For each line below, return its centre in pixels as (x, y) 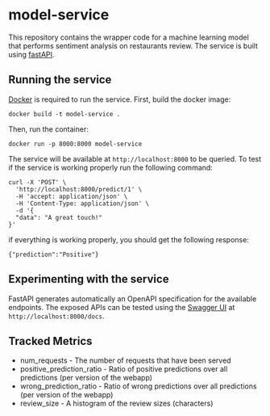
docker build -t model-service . (64, 114)
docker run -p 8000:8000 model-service (75, 144)
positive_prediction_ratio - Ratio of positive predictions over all (124, 369)
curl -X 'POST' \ (37, 182)
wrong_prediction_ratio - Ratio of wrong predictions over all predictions (138, 386)
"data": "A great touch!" (59, 217)
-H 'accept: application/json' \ (72, 196)
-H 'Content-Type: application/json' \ (83, 204)
